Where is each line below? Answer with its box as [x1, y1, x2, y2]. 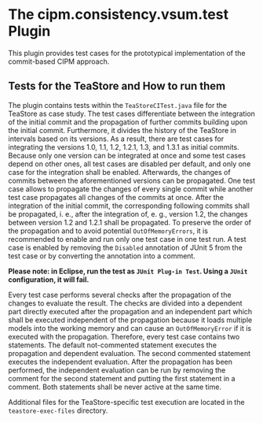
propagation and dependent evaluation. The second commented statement [8, 348, 251, 358]
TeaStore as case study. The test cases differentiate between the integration [8, 109, 255, 118]
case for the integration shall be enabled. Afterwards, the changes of [8, 167, 231, 176]
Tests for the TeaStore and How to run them [8, 80, 226, 93]
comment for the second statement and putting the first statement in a [8, 373, 236, 383]
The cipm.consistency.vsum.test [8, 6, 229, 24]
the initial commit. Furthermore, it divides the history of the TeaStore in [8, 125, 237, 135]
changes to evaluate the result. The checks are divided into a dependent [8, 298, 243, 308]
